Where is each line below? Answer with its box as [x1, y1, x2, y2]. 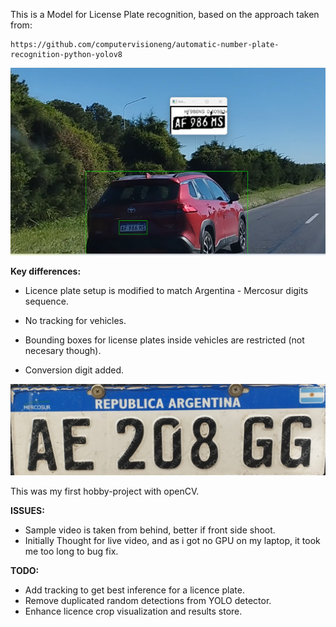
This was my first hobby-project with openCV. [10, 485, 200, 498]
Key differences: [10, 265, 82, 277]
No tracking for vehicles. [24, 314, 127, 326]
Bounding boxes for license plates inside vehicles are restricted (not [24, 334, 305, 346]
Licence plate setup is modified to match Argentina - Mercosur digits [24, 284, 309, 296]
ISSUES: [10, 505, 45, 517]
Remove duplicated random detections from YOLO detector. [24, 595, 272, 607]
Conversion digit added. [24, 364, 125, 376]
